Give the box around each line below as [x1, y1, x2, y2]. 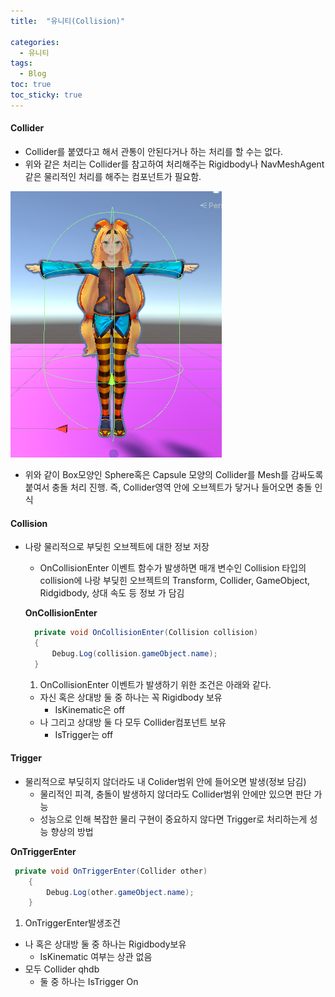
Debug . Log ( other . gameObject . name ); [46, 887, 195, 897]
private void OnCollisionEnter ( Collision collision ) [34, 628, 259, 638]
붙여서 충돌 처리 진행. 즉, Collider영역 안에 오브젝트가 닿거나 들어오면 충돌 [24, 481, 313, 493]
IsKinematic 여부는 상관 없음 [39, 951, 153, 963]
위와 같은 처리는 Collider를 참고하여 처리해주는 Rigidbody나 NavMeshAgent [24, 158, 325, 170]
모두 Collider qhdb [24, 963, 100, 975]
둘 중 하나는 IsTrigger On [39, 976, 139, 988]
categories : [10, 37, 60, 47]
